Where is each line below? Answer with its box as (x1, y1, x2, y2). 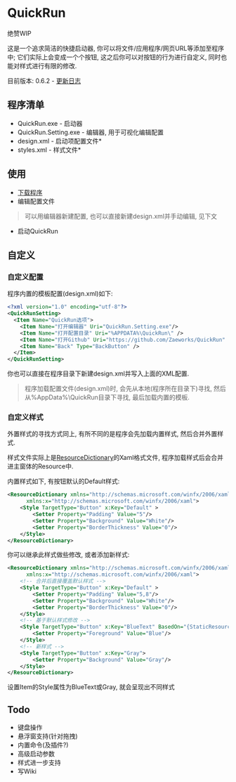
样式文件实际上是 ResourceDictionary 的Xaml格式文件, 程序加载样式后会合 (7, 454, 218, 462)
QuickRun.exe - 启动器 (17, 119, 83, 127)
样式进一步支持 (17, 758, 61, 767)
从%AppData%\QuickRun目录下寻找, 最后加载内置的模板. (24, 393, 190, 402)
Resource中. (37, 462, 74, 470)
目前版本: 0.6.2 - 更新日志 (7, 76, 81, 85)
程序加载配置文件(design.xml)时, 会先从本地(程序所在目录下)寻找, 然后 (24, 385, 226, 393)
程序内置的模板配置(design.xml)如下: (7, 290, 113, 298)
